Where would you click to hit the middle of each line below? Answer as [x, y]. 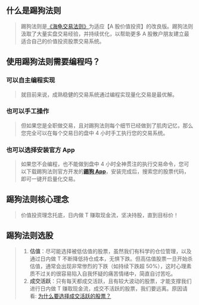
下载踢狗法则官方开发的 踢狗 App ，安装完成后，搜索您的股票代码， [108, 171]
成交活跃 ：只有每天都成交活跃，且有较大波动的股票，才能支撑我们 [111, 281]
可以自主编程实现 [31, 81]
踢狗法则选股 [30, 235]
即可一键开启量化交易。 [49, 179]
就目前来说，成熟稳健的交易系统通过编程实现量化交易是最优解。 [99, 94]
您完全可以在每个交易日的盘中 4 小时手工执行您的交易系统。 [94, 133]
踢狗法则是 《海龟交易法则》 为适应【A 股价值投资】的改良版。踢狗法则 [107, 26]
